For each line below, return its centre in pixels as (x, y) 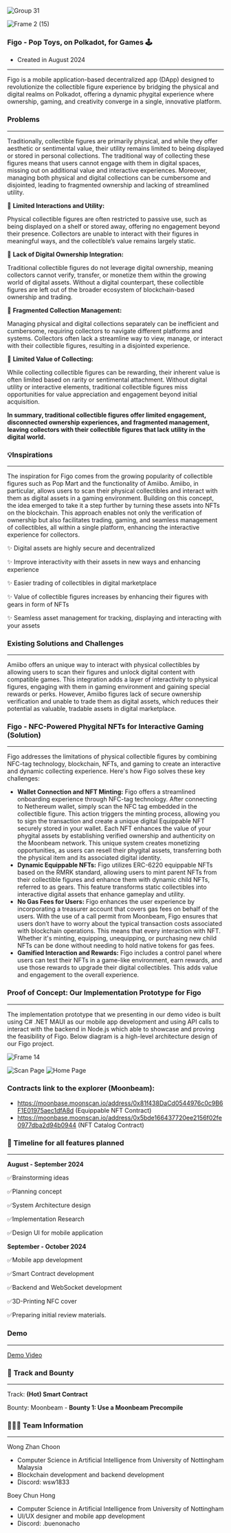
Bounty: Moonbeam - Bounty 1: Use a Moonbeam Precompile (95, 1407)
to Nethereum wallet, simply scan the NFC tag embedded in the (107, 807)
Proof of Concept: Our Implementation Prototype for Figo (104, 993)
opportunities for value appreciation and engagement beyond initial (102, 394)
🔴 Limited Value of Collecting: (51, 359)
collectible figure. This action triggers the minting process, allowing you (118, 814)
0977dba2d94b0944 (47, 1125)
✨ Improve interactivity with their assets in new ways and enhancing (104, 562)
